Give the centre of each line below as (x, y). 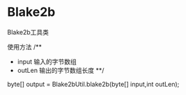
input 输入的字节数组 (47, 61)
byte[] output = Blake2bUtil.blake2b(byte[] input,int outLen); (93, 84)
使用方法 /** (25, 46)
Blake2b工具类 (28, 32)
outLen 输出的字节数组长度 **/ (61, 70)
